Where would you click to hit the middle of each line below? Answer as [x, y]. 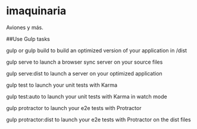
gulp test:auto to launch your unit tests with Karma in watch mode [87, 96]
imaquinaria [36, 11]
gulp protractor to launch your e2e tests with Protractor [74, 108]
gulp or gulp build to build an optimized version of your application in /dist [97, 50]
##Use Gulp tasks [28, 39]
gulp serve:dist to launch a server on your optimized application [84, 73]
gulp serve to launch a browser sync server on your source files [85, 62]
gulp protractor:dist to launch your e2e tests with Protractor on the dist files [99, 119]
